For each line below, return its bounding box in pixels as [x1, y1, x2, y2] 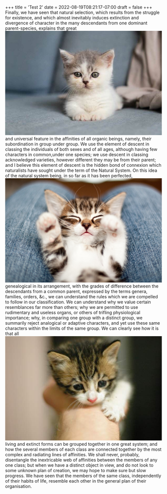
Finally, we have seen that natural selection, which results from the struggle [5, 9, 160, 15]
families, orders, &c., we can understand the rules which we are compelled [5, 294, 158, 299]
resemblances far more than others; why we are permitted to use [5, 304, 138, 310]
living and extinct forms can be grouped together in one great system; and [5, 441, 158, 447]
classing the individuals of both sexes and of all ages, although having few [5, 146, 158, 152]
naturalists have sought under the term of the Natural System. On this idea [5, 167, 158, 173]
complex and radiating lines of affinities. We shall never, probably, [5, 452, 140, 457]
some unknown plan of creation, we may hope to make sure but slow [5, 468, 147, 473]
